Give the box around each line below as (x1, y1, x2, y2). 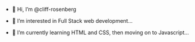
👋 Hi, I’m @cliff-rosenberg (11, 6, 76, 13)
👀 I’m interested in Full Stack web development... (11, 17, 133, 24)
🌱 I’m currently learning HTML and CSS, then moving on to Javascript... (11, 29, 190, 36)
